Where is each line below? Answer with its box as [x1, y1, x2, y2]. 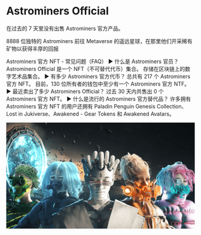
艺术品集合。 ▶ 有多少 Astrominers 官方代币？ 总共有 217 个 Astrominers [11, 73, 191, 80]
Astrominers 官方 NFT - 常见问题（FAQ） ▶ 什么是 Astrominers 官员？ [6, 58, 179, 65]
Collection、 [156, 103, 187, 110]
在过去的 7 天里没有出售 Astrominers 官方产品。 [6, 25, 124, 32]
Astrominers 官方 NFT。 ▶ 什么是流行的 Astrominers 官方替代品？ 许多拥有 [6, 95, 191, 103]
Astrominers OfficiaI [6, 4, 109, 18]
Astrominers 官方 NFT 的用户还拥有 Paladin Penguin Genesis [6, 103, 156, 110]
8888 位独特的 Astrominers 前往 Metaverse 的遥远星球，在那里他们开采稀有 [6, 37, 193, 44]
